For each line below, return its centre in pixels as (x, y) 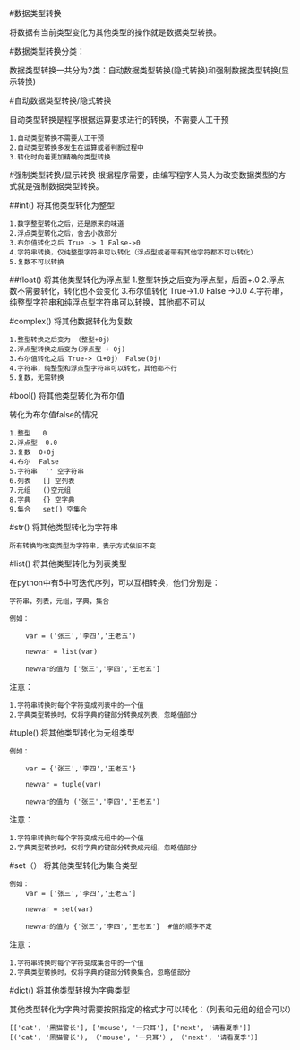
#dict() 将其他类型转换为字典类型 (70, 990)
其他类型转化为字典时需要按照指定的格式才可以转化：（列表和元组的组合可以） (152, 1009)
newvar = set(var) (60, 909)
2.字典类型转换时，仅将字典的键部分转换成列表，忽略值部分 (103, 715)
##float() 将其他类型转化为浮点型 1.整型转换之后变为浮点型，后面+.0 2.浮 (143, 280)
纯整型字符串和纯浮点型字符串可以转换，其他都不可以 (107, 302)
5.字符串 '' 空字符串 (47, 471)
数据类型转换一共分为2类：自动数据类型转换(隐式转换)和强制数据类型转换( (146, 70)
